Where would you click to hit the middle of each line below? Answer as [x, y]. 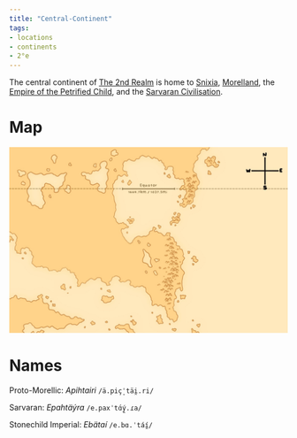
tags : [19, 28]
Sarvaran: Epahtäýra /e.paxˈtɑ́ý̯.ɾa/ [76, 407]
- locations [31, 37]
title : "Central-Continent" [61, 19]
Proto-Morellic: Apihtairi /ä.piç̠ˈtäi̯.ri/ [82, 390]
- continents [33, 47]
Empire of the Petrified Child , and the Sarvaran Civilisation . [116, 92]
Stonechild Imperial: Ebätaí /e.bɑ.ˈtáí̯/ [81, 424]
